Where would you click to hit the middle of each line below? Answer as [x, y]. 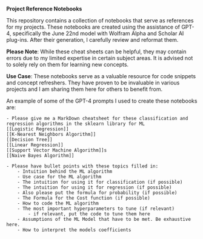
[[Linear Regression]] [35, 145]
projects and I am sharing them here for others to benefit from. [84, 89]
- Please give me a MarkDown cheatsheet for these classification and [97, 118]
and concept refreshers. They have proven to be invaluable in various [93, 82]
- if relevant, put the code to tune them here [89, 214]
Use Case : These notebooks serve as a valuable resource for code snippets [101, 76]
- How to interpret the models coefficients [74, 230]
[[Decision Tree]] [29, 140]
